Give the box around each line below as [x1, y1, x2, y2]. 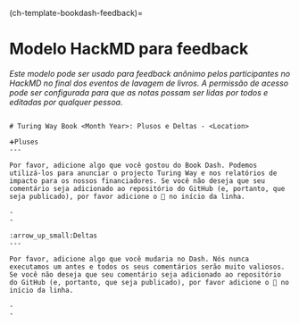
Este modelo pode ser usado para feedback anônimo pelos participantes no [9, 68, 291, 79]
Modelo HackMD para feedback [9, 39, 249, 59]
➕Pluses [9, 137, 38, 146]
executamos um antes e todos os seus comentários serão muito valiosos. [9, 262, 286, 271]
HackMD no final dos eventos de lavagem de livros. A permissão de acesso [9, 78, 288, 88]
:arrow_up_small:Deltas [9, 231, 98, 240]
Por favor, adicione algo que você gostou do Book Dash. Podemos [9, 161, 257, 170]
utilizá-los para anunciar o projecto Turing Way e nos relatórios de [9, 169, 278, 178]
